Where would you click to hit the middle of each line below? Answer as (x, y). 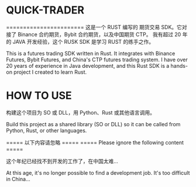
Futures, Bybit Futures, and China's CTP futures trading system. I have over (97, 60)
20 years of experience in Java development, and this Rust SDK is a (88, 65)
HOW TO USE (39, 96)
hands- (179, 65)
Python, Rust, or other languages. (47, 130)
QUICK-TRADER (45, 10)
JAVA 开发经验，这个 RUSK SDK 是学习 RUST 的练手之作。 (83, 41)
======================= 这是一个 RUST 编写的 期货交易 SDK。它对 (97, 27)
